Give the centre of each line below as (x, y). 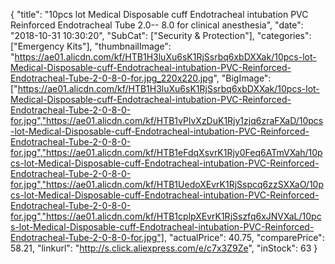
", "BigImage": (242, 78)
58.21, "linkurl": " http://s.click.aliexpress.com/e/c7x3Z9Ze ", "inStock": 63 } (164, 248)
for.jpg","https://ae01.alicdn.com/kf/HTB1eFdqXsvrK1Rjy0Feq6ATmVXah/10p (166, 152)
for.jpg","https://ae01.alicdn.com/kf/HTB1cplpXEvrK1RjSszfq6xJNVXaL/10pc (166, 216)
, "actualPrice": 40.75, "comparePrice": (244, 237)
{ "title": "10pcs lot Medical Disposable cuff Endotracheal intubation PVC (159, 14)
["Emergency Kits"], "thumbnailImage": (91, 46)
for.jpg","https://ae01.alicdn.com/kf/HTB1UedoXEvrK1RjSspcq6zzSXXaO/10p (167, 184)
